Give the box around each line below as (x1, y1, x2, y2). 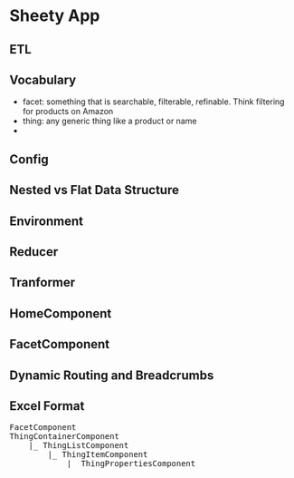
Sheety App (9, 5, 100, 26)
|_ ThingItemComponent (47, 450, 148, 460)
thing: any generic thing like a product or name (22, 115, 197, 127)
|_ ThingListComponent (28, 441, 129, 451)
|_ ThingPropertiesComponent (66, 459, 196, 469)
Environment (9, 213, 84, 229)
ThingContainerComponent (9, 432, 119, 442)
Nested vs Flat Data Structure (9, 182, 179, 198)
